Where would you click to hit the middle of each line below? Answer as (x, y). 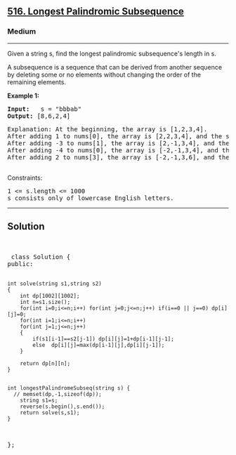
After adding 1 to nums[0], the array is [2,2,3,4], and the (115, 136)
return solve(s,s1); (50, 413)
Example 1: (24, 95)
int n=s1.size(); (45, 302)
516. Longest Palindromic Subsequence (96, 12)
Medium (22, 32)
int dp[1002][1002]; (50, 296)
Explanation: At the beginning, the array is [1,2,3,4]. (107, 129)
